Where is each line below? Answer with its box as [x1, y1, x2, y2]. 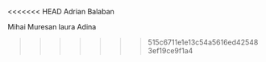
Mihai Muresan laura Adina [7, 22, 97, 31]
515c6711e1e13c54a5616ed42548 [148, 37, 259, 47]
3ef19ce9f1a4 [148, 46, 193, 55]
